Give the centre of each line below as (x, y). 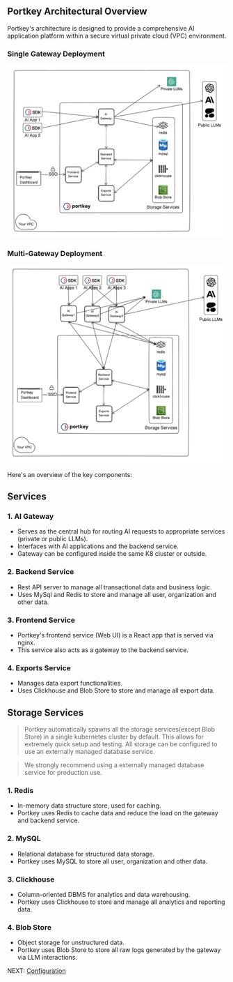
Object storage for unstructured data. (71, 943)
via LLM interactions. (47, 958)
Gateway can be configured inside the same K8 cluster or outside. (112, 554)
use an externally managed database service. (89, 752)
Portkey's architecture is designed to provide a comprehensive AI (101, 28)
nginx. (26, 643)
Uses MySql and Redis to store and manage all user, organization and (117, 594)
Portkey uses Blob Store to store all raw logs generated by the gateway (119, 950)
